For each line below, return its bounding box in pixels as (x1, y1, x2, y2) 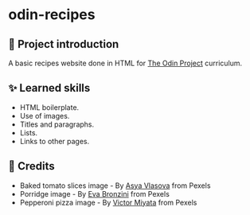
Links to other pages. (19, 136, 90, 146)
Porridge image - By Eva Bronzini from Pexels (19, 189, 170, 198)
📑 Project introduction (8, 37, 119, 51)
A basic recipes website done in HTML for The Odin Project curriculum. (8, 58, 243, 68)
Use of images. (19, 111, 70, 120)
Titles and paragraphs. (19, 119, 95, 129)
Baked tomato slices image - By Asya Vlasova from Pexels (19, 181, 211, 190)
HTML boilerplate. (19, 102, 80, 112)
